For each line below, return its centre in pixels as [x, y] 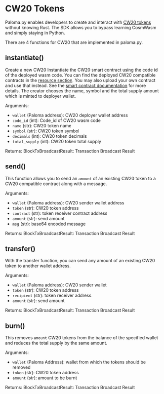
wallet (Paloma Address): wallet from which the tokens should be [79, 362]
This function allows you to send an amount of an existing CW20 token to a [81, 178]
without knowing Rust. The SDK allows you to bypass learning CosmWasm [81, 27]
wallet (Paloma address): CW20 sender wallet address [68, 202]
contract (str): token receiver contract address [60, 213]
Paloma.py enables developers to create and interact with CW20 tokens [78, 22]
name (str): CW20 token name [42, 125]
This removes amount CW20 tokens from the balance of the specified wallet [82, 338]
